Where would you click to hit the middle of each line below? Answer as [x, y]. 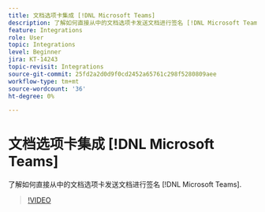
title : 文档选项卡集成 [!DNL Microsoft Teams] [82, 15]
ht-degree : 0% [32, 96]
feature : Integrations [45, 30]
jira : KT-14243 [33, 60]
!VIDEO [39, 200]
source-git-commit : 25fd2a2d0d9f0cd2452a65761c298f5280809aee [112, 74]
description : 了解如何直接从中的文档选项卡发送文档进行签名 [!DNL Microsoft [124, 23]
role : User [26, 37]
